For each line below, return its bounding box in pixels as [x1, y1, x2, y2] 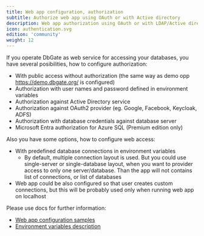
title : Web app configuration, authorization [6, 9, 123, 15]
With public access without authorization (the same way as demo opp [15, 72, 190, 79]
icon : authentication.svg [6, 26, 72, 32]
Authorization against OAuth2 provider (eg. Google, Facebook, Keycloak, [15, 105, 197, 111]
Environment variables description [15, 223, 101, 230]
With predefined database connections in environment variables [15, 147, 176, 154]
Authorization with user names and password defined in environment [15, 85, 188, 92]
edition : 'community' [6, 32, 61, 38]
